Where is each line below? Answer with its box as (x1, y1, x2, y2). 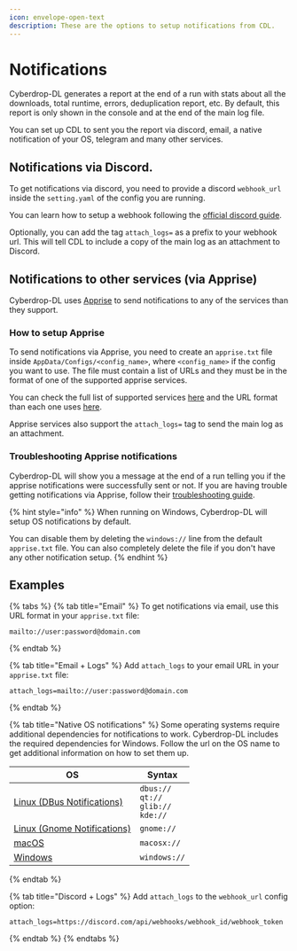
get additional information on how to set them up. (9, 748, 189, 759)
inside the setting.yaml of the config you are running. (9, 192, 206, 204)
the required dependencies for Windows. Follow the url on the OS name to (9, 738, 281, 749)
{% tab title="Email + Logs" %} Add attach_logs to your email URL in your (9, 660, 279, 671)
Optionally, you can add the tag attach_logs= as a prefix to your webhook (9, 227, 277, 238)
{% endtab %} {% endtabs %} (9, 933, 120, 944)
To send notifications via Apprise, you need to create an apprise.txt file (9, 347, 273, 357)
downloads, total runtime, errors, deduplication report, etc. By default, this (9, 98, 280, 109)
